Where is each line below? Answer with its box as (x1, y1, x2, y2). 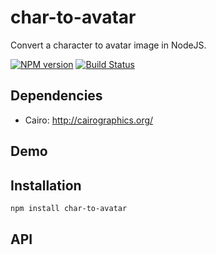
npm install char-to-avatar (10, 203, 128, 213)
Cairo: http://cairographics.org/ (24, 114, 154, 126)
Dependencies (10, 87, 103, 105)
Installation (10, 177, 82, 194)
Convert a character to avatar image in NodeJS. (10, 39, 207, 51)
